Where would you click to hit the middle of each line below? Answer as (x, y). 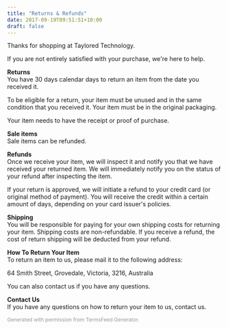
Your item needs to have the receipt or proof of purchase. (88, 121)
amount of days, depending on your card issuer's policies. (89, 204)
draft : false (26, 26)
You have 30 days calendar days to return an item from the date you (103, 80)
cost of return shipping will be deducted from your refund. (89, 239)
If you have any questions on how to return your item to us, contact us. (107, 307)
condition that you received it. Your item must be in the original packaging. (112, 108)
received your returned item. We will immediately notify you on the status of (114, 169)
